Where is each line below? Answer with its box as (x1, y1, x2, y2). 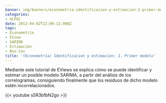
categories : (5, 12, 30, 17)
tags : (5, 26, 16, 31)
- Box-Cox (5, 49, 26, 53)
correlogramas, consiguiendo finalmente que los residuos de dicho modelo (5, 77, 158, 83)
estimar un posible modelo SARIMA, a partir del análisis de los (5, 72, 131, 78)
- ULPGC (5, 16, 21, 21)
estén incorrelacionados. (5, 83, 56, 89)
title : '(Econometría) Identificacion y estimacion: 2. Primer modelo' (5, 53, 156, 58)
